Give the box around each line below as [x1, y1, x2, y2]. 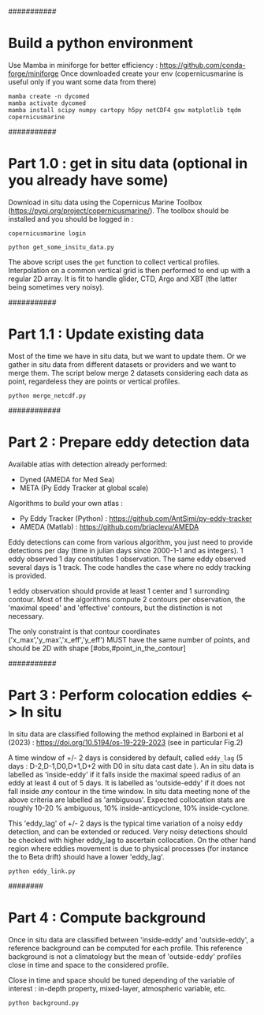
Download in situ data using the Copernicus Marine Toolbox [8, 197, 203, 207]
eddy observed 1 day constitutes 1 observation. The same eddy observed [8, 554, 247, 564]
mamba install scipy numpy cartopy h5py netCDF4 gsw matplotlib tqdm [8, 106, 242, 114]
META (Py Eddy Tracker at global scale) [19, 483, 149, 493]
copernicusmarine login [8, 229, 87, 238]
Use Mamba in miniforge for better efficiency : [8, 60, 158, 69]
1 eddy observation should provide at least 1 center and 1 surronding [8, 586, 230, 595]
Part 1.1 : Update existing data [8, 325, 205, 343]
